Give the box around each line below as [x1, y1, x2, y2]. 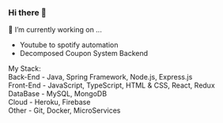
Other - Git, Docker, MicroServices [8, 106, 121, 115]
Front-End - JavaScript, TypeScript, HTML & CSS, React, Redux [8, 80, 215, 90]
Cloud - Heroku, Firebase [8, 98, 91, 107]
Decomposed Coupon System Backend [19, 49, 149, 58]
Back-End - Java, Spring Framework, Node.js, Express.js [8, 73, 193, 82]
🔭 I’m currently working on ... [8, 25, 103, 35]
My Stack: [8, 64, 41, 73]
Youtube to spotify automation [19, 40, 119, 50]
